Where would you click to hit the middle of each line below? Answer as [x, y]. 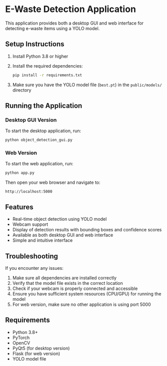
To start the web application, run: [39, 164]
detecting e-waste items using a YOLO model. [52, 28]
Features [19, 207]
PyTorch [21, 337]
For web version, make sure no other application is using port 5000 [81, 304]
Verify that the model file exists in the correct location [68, 283]
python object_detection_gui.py [39, 140]
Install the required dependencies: [48, 66]
